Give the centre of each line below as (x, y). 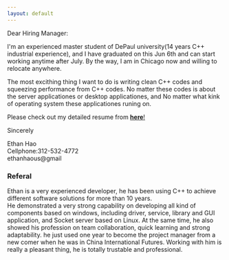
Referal (20, 176)
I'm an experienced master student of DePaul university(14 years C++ (106, 46)
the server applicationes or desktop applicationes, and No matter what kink (113, 96)
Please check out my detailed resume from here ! (76, 117)
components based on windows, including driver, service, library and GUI (111, 213)
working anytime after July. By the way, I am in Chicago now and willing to (112, 61)
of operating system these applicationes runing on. (79, 103)
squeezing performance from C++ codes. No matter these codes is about (111, 89)
